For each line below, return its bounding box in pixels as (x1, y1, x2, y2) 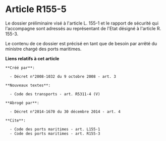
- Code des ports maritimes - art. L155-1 (10, 126, 100, 131)
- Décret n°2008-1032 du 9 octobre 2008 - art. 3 (10, 74, 116, 79)
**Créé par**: (5, 65, 35, 70)
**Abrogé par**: (5, 100, 39, 105)
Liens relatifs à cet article (5, 55, 60, 61)
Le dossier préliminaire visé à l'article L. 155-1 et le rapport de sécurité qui (5, 20, 159, 26)
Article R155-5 (5, 4, 67, 15)
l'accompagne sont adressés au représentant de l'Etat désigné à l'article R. (5, 25, 161, 31)
